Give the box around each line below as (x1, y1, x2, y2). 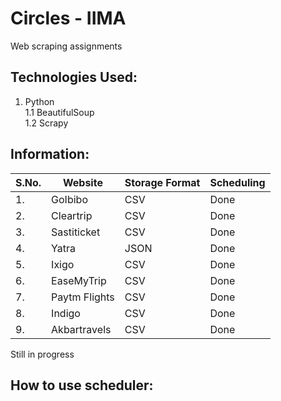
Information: (10, 146, 90, 163)
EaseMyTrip (51, 273, 107, 287)
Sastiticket (51, 225, 101, 239)
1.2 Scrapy (24, 117, 69, 129)
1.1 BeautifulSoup (24, 106, 95, 118)
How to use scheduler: (10, 377, 154, 394)
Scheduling (209, 175, 266, 189)
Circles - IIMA (10, 7, 127, 30)
